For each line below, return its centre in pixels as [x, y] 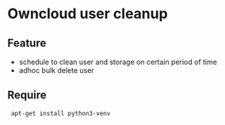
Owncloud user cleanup [88, 14]
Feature [27, 43]
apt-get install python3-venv [61, 113]
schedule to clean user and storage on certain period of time [118, 62]
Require [27, 95]
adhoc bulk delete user [56, 70]
